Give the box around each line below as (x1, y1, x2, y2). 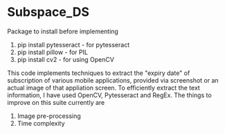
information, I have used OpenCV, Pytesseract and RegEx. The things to (7, 91, 213, 99)
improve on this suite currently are (7, 98, 105, 106)
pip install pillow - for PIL (17, 48, 89, 56)
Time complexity (17, 119, 65, 127)
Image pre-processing (17, 112, 81, 120)
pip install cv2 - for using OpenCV (17, 55, 114, 63)
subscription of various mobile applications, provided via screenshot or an (7, 76, 219, 84)
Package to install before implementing (7, 27, 119, 35)
